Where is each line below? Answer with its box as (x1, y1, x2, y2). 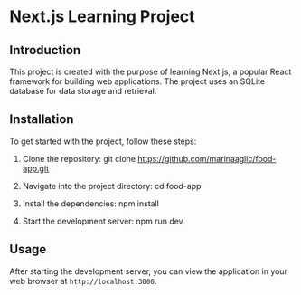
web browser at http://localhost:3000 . (9, 275, 157, 286)
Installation (9, 111, 74, 128)
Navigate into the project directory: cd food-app (22, 180, 202, 191)
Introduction (9, 43, 81, 58)
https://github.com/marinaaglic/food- (136, 153, 277, 164)
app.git (22, 163, 50, 174)
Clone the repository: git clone (22, 153, 136, 164)
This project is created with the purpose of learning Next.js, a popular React (9, 66, 292, 77)
